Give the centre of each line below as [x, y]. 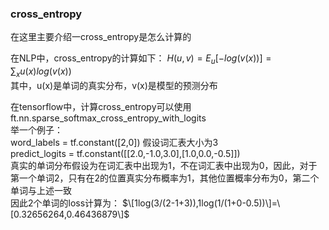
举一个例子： [36, 129]
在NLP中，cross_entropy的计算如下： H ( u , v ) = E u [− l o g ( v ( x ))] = [141, 59]
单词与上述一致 [41, 190]
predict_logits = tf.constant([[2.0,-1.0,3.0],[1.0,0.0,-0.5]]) [125, 153]
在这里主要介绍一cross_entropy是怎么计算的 [101, 37]
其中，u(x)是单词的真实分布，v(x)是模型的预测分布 [114, 85]
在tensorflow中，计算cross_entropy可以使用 [101, 106]
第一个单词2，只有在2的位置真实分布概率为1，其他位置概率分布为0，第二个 [165, 178]
